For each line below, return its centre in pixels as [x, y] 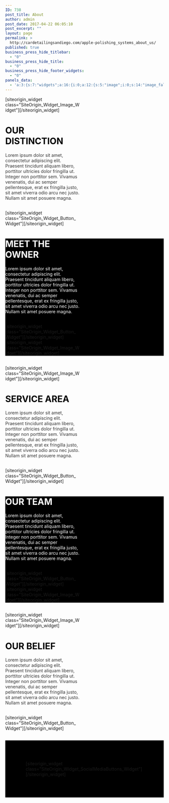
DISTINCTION [34, 141]
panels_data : [19, 80]
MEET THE [28, 244]
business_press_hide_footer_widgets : [45, 71]
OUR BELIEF [30, 646]
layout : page [19, 33]
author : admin [20, 19]
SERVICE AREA [37, 399]
